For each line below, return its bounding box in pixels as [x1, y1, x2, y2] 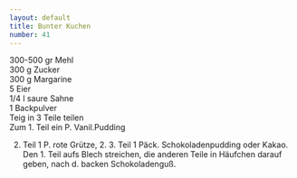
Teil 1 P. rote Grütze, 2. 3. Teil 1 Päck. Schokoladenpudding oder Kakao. [22, 139, 289, 150]
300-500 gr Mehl [9, 55, 74, 66]
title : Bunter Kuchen [9, 22, 91, 31]
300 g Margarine [9, 74, 72, 85]
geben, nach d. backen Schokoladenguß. [22, 159, 177, 170]
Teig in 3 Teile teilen [9, 112, 84, 123]
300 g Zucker [9, 64, 61, 75]
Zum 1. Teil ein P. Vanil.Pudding [9, 122, 126, 133]
